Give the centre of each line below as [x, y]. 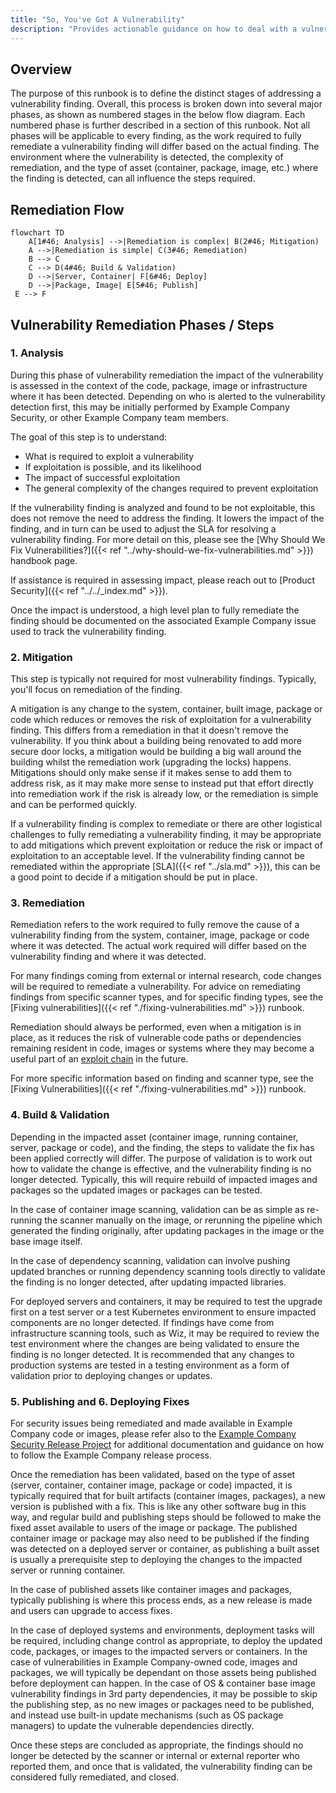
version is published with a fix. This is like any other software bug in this [158, 1506]
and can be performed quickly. [74, 805]
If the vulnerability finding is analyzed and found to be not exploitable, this [163, 507]
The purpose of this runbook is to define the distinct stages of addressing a [166, 93]
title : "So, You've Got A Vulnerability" [98, 19]
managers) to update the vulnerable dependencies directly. [132, 1725]
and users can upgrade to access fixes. [91, 1610]
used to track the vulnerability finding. [88, 631]
